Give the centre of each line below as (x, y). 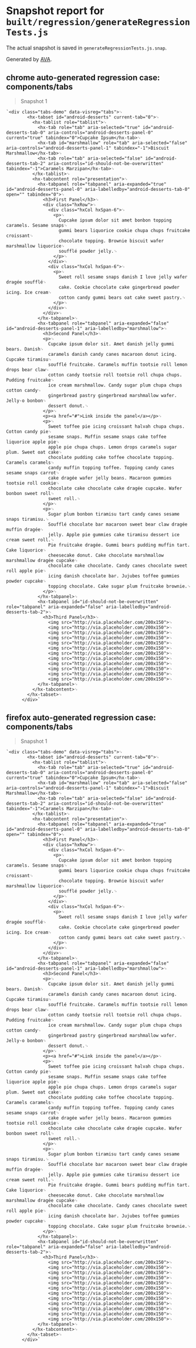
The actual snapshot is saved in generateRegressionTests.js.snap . (87, 48)
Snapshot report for (55, 11)
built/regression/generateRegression (98, 22)
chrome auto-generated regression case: (83, 78)
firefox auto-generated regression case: (81, 718)
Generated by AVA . (29, 59)
